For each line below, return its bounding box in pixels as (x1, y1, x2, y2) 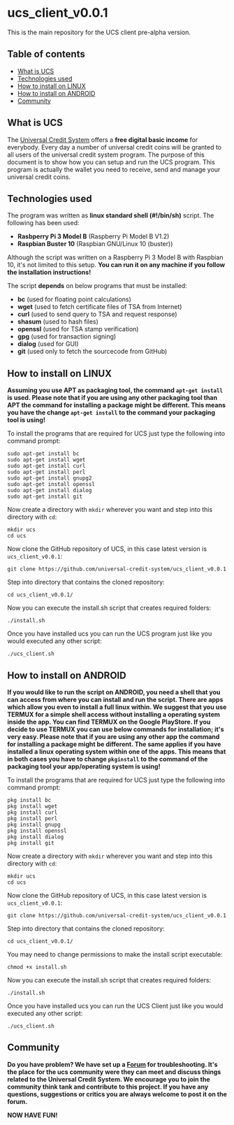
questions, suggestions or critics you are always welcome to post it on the (7, 1089, 227, 1098)
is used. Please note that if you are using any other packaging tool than (7, 394, 218, 402)
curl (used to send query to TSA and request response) (17, 310, 177, 319)
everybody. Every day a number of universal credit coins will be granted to (7, 143, 222, 151)
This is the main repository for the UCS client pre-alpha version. (7, 28, 191, 36)
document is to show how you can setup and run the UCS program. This (7, 157, 215, 166)
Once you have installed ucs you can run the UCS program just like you (7, 629, 212, 638)
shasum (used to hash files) (17, 317, 99, 326)
